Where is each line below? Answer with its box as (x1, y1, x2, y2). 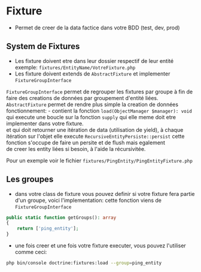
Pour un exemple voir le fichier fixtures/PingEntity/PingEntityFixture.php (6, 157, 193, 164)
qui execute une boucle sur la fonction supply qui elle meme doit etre (6, 113, 176, 120)
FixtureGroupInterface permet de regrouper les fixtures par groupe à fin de (6, 88, 193, 95)
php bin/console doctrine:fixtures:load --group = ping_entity (6, 260, 162, 266)
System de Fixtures (6, 41, 80, 52)
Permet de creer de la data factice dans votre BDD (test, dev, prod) (14, 24, 181, 31)
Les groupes (6, 174, 54, 185)
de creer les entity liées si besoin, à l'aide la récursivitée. (6, 145, 146, 152)
